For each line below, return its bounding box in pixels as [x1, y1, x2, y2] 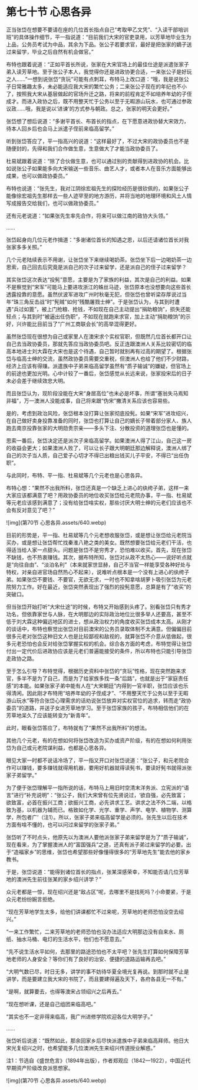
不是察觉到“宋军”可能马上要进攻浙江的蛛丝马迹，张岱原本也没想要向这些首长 [6, 283, 192, 290]
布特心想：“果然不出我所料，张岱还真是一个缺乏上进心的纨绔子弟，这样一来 [6, 484, 190, 491]
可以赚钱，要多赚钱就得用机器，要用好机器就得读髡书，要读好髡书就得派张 [11, 764, 192, 771]
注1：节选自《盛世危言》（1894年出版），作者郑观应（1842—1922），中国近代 [6, 1057, 191, 1064]
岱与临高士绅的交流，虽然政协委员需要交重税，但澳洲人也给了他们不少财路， [6, 355, 192, 362]
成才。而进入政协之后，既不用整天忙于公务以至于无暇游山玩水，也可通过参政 [6, 97, 192, 105]
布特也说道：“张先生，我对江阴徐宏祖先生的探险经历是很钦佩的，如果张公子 [6, 184, 190, 192]
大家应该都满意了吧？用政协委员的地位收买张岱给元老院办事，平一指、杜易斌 [6, 492, 192, 499]
